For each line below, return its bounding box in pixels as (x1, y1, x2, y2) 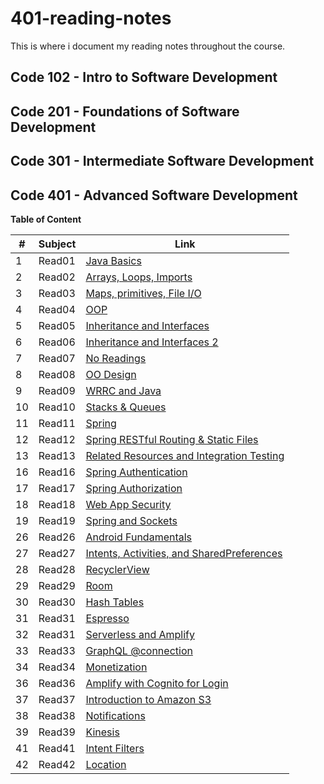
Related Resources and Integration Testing (85, 448, 285, 462)
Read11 (38, 416, 76, 430)
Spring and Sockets (85, 513, 178, 527)
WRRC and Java (85, 383, 162, 397)
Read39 (38, 725, 76, 739)
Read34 (38, 660, 76, 674)
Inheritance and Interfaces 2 (85, 335, 219, 349)
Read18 (38, 497, 76, 511)
